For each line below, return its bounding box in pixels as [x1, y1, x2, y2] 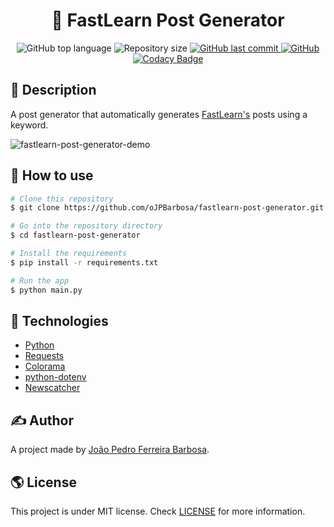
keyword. [10, 119, 49, 131]
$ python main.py [10, 285, 83, 295]
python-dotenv [24, 371, 87, 383]
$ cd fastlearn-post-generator [10, 230, 141, 241]
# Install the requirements [10, 249, 128, 259]
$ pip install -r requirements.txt [10, 257, 159, 268]
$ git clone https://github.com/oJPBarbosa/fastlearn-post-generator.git [10, 203, 325, 213]
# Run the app [10, 275, 70, 286]
